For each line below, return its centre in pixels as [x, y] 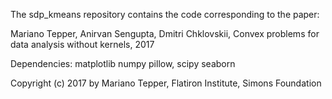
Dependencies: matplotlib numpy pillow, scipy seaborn [123, 63]
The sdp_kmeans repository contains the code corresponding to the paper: [165, 14]
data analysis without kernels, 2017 [82, 44]
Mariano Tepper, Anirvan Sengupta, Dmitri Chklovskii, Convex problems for [165, 33]
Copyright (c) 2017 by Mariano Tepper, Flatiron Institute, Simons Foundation [166, 83]
